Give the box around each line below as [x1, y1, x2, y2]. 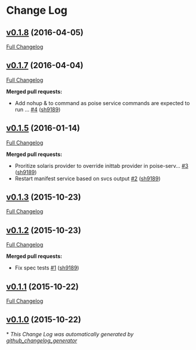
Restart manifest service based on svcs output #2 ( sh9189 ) [14, 174, 161, 182]
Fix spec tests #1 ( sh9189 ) [14, 264, 79, 272]
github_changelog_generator [6, 337, 78, 344]
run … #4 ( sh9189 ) [14, 106, 61, 113]
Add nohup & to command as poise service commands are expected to [14, 99, 190, 106]
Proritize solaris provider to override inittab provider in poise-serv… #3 [14, 162, 189, 169]
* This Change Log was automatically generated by [6, 330, 134, 337]
